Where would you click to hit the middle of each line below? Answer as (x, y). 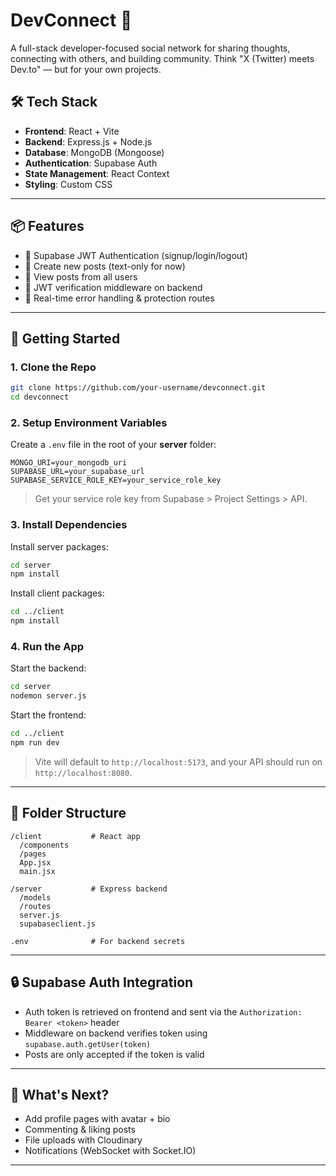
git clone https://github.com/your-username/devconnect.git (138, 388)
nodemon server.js (48, 696)
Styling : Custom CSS (68, 184)
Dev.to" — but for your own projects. (86, 69)
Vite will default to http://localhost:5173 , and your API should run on (178, 761)
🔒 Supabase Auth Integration (102, 982)
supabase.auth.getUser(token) (88, 1044)
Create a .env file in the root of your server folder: (113, 445)
